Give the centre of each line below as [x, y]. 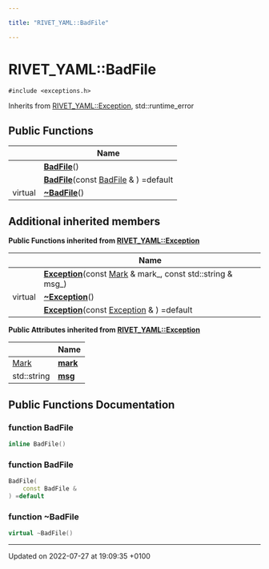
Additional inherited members [84, 221]
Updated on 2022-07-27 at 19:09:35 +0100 [79, 556]
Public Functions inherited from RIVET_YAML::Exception [104, 240]
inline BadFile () [37, 444]
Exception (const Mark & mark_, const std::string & [138, 274]
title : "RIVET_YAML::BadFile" [59, 22]
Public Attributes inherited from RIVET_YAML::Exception [104, 330]
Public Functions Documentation [92, 404]
